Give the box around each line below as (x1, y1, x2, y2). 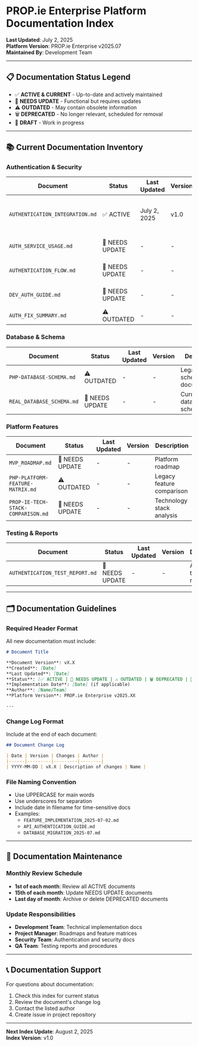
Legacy (154, 472, 176, 480)
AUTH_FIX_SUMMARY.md (9, 312, 67, 319)
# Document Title (6, 649, 49, 655)
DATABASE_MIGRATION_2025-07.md (23, 830, 101, 836)
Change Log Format (6, 717, 64, 725)
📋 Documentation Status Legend (6, 72, 131, 82)
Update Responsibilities (6, 910, 76, 918)
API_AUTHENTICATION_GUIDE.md (23, 823, 95, 830)
